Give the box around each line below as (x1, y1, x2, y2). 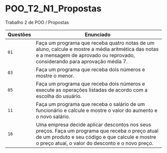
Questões (7, 31, 31, 38)
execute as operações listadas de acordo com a (35, 86, 148, 93)
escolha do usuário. (35, 93, 82, 100)
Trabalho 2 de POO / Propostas (5, 19, 69, 25)
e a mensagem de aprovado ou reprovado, (35, 51, 135, 58)
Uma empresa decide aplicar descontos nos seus (35, 121, 152, 128)
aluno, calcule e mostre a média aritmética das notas (35, 46, 159, 52)
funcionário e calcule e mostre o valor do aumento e (35, 107, 158, 114)
